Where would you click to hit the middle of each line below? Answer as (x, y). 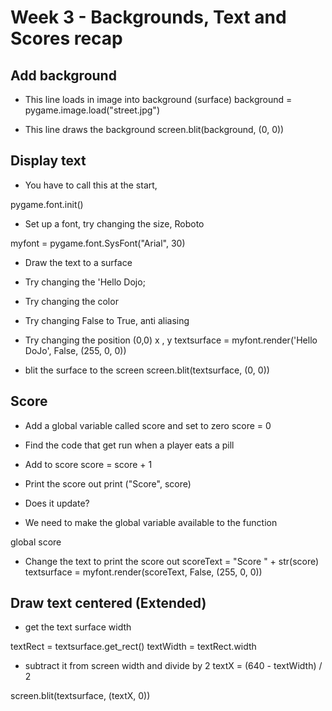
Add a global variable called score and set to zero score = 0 (148, 425)
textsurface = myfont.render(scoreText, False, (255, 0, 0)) (143, 572)
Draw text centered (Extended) (108, 603)
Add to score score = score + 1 (88, 464)
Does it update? (57, 503)
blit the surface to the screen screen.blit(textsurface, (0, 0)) (147, 370)
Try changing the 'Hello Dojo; (85, 282)
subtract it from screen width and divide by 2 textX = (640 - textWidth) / (173, 666)
